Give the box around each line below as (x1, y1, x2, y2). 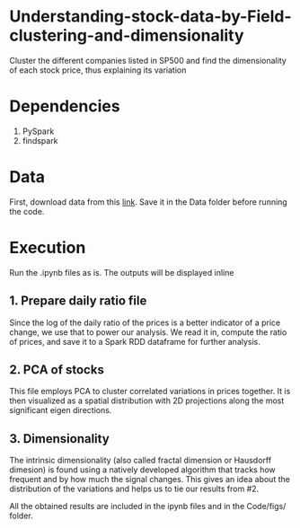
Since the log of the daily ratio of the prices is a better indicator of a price (9, 317, 281, 328)
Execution (9, 238, 86, 258)
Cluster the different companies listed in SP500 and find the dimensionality (9, 55, 287, 66)
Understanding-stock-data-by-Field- (9, 6, 292, 27)
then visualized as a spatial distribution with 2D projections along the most (9, 395, 285, 406)
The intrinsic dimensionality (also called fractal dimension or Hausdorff (9, 455, 272, 466)
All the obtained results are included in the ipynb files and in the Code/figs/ (9, 501, 287, 512)
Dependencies (9, 96, 120, 117)
